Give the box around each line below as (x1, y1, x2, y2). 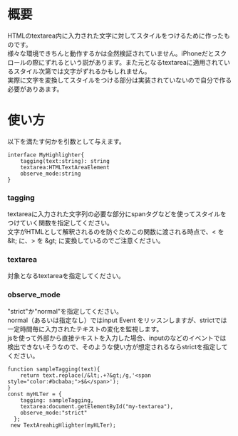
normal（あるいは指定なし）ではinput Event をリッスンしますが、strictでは (7, 316, 227, 324)
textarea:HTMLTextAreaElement (20, 164, 110, 171)
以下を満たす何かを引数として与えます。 (7, 137, 126, 146)
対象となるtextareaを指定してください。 (7, 272, 125, 280)
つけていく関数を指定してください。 (7, 218, 114, 228)
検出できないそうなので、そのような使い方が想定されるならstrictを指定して (7, 342, 228, 351)
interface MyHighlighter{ (7, 151, 84, 159)
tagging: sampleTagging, (20, 396, 94, 404)
